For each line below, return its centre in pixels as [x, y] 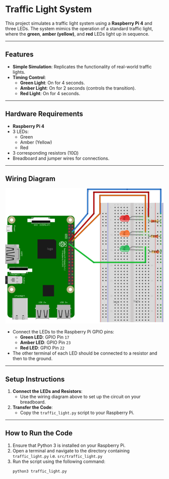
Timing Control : [29, 77]
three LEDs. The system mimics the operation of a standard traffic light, [79, 28]
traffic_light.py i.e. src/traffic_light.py [58, 456]
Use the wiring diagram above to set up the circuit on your [80, 397]
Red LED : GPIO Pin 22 [42, 348]
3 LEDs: [21, 131]
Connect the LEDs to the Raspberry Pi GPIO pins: [63, 332]
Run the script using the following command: [59, 461]
